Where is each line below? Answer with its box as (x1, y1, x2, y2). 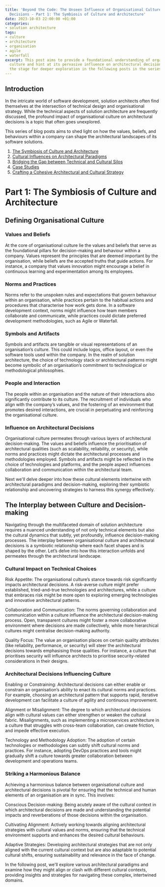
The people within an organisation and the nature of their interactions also (5, 391, 155, 397)
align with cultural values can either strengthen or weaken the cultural (5, 712, 146, 718)
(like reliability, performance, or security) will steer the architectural (5, 642, 141, 648)
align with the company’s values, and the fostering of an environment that (5, 401, 154, 407)
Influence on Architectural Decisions (5, 424, 95, 431)
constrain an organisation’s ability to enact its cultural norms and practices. (5, 687, 157, 693)
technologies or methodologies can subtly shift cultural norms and (5, 742, 139, 748)
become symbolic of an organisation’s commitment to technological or (5, 362, 147, 368)
